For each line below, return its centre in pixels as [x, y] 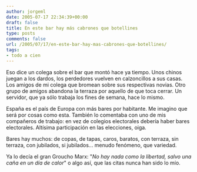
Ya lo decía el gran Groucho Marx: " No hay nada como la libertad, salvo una [99, 156]
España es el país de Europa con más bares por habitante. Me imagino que [97, 108]
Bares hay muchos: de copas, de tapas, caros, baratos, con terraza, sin [93, 138]
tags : [13, 50]
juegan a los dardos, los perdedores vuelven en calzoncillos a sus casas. [94, 78]
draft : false [22, 22]
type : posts [21, 34]
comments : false [26, 39]
